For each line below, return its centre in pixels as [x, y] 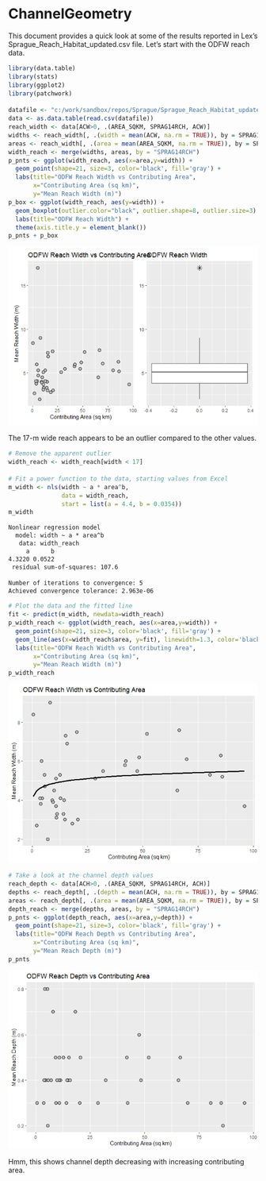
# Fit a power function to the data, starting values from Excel [118, 479]
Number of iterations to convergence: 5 [76, 583]
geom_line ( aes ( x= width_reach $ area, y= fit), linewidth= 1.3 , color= [127, 639]
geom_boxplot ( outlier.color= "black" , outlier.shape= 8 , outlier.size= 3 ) [136, 210]
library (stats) [33, 76]
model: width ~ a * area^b [60, 536]
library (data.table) [42, 68]
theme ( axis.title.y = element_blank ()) [81, 227]
